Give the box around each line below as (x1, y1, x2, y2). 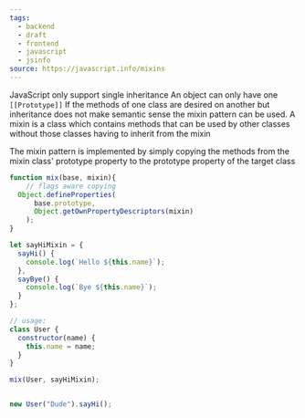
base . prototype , (33, 198, 96, 208)
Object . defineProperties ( (17, 190, 117, 199)
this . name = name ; (26, 341, 96, 351)
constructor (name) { (17, 333, 96, 342)
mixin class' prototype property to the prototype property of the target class (9, 155, 296, 166)
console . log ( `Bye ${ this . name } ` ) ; (26, 283, 157, 292)
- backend (17, 22, 55, 31)
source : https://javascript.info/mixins (9, 65, 166, 74)
